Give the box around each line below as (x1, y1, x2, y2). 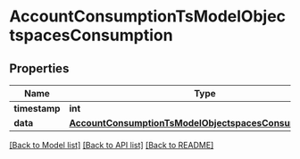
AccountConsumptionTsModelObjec (9, 6, 287, 27)
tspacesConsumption (9, 25, 173, 46)
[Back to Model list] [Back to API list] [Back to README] (9, 140, 214, 150)
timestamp (13, 103, 61, 114)
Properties (9, 61, 70, 76)
